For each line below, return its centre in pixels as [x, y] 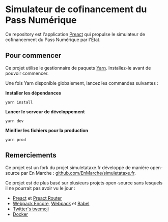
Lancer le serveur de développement [45, 112]
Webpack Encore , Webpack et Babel [51, 203]
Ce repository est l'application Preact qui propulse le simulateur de [75, 34]
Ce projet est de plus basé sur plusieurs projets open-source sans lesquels [84, 183]
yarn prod [16, 140]
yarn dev [15, 121]
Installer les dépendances [33, 93]
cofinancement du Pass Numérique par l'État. [53, 40]
